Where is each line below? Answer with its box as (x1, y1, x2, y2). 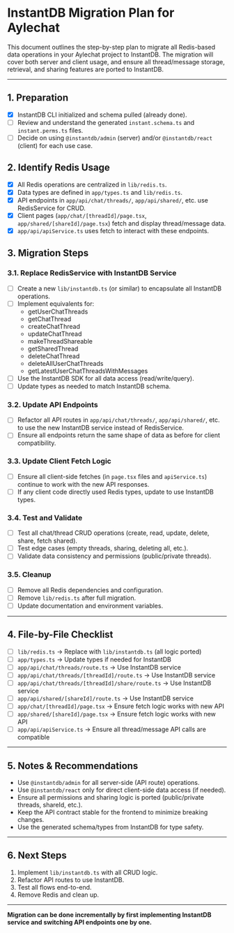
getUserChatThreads (27, 307, 88, 316)
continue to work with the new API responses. (17, 480, 150, 488)
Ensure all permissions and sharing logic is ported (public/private (17, 793, 204, 801)
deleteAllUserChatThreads (27, 359, 104, 367)
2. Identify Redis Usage (7, 162, 110, 174)
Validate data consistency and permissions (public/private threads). (17, 552, 212, 560)
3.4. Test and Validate (7, 513, 83, 522)
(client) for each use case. (17, 141, 93, 149)
